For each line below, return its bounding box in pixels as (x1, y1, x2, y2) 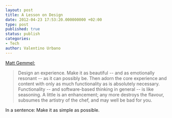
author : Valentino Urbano (5, 46, 61, 51)
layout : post (5, 7, 33, 13)
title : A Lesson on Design (5, 12, 63, 17)
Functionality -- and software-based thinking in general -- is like (17, 86, 154, 92)
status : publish (5, 31, 40, 36)
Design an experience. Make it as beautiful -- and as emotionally (17, 70, 155, 76)
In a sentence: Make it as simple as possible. (5, 107, 100, 113)
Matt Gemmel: (5, 60, 35, 66)
